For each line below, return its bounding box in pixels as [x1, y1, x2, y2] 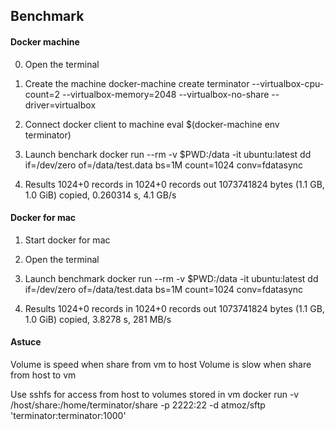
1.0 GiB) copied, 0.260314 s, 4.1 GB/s [24, 189, 177, 201]
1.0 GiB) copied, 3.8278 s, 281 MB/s [24, 313, 172, 325]
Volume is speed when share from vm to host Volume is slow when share [10, 359, 312, 370]
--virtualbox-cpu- [251, 77, 325, 89]
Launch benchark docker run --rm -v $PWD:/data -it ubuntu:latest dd [24, 148, 312, 160]
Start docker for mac [24, 234, 111, 246]
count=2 [24, 88, 61, 100]
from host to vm [10, 369, 77, 381]
